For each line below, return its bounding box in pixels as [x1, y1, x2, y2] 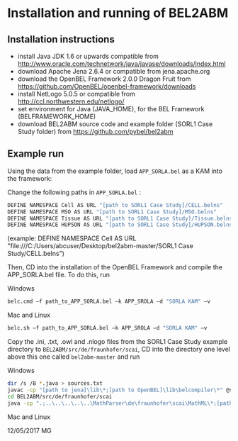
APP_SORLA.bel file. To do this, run [7, 271, 110, 279]
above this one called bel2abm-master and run [7, 352, 140, 361]
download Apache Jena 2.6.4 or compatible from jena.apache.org [17, 67, 210, 75]
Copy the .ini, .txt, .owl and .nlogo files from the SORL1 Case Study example [7, 337, 228, 346]
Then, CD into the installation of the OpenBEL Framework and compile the [7, 263, 223, 272]
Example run [7, 147, 64, 160]
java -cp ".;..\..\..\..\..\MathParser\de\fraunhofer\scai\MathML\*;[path [7, 399, 233, 407]
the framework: [7, 174, 52, 182]
